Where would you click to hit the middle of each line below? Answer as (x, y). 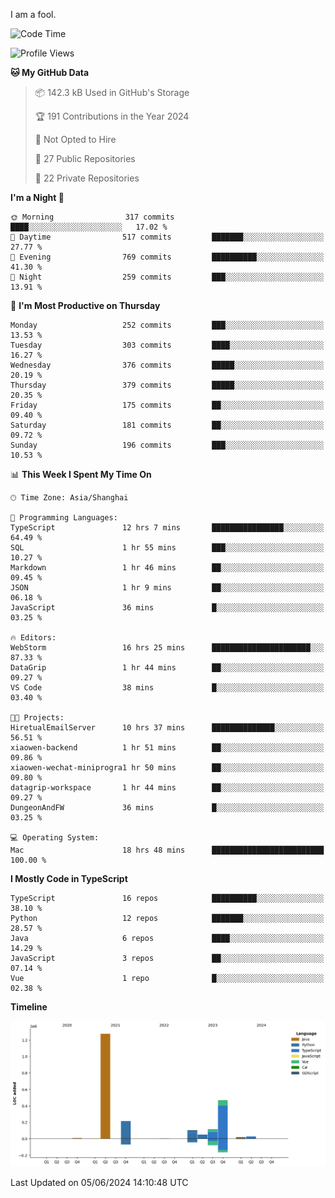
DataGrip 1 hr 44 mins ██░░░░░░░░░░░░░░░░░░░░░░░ (167, 668)
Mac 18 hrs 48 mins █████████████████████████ (167, 850)
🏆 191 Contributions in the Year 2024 (112, 116)
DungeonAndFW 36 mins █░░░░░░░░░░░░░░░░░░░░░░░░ (167, 808)
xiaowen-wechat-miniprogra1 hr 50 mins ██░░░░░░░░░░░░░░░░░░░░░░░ (167, 768)
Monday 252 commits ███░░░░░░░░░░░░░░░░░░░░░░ (167, 325)
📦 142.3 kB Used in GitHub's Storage (112, 92)
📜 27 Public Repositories (85, 158)
